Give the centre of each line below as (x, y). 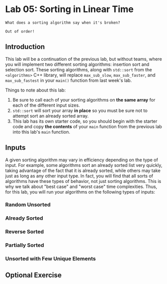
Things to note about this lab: (35, 90)
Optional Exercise (33, 275)
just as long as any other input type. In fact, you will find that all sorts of (79, 176)
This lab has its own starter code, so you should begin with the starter (85, 121)
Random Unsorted (28, 205)
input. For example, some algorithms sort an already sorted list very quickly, (84, 165)
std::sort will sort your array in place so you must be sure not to (80, 110)
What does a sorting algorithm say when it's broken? (63, 23)
